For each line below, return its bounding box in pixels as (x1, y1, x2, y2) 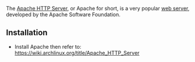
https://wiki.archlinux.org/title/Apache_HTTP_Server (14, 49, 140, 56)
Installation (6, 28, 48, 38)
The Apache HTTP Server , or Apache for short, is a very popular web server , (6, 5, 190, 12)
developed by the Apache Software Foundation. (6, 11, 120, 18)
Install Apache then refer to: (14, 43, 81, 50)
